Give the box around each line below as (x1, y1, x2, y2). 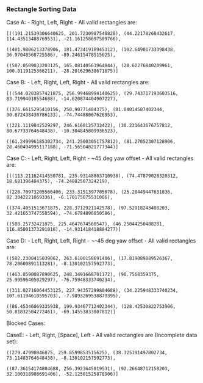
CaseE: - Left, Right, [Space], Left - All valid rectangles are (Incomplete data (6, 332, 198, 339)
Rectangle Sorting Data (6, 5, 77, 13)
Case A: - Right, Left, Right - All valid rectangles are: (6, 19, 137, 26)
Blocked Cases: (6, 319, 46, 327)
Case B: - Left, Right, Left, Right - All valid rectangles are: (6, 79, 150, 86)
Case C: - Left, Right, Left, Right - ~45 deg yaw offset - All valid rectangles (6, 155, 194, 162)
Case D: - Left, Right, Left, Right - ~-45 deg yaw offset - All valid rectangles (6, 237, 196, 244)
